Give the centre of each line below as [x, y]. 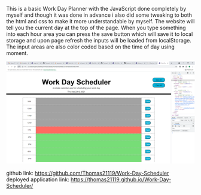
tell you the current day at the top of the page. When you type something [96, 28]
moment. [17, 53]
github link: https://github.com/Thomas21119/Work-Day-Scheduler [88, 173]
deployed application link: [38, 179]
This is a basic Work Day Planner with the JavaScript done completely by [96, 9]
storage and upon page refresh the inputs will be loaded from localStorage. [99, 40]
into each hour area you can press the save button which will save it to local [100, 34]
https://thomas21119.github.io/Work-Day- [121, 179]
